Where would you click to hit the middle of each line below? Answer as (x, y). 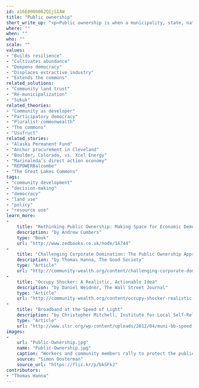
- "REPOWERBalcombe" (32, 166)
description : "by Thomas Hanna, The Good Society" (81, 260)
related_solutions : (30, 84)
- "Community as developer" (41, 111)
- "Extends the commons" (37, 78)
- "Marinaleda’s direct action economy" (57, 161)
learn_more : (21, 216)
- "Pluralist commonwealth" (41, 122)
